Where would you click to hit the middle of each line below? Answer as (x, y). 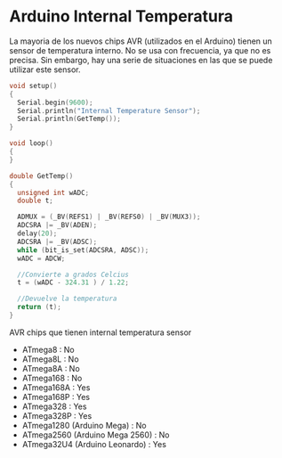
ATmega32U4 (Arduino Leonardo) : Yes (94, 444)
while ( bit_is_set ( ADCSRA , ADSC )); (83, 250)
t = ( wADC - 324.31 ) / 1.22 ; (73, 282)
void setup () (33, 86)
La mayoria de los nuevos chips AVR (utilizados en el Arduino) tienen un (141, 41)
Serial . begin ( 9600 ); (55, 102)
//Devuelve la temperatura (67, 299)
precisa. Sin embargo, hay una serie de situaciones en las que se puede (141, 60)
